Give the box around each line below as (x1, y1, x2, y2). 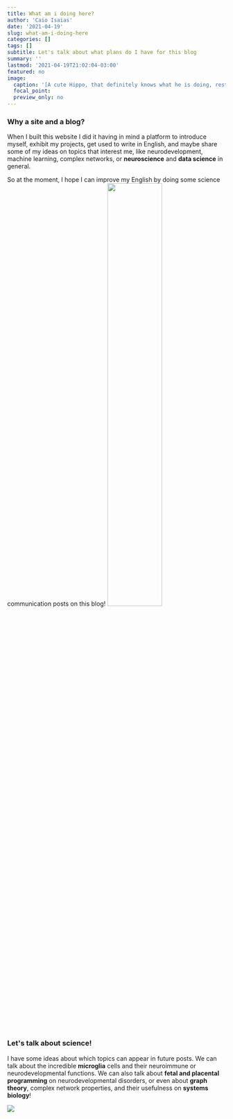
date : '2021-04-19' (7, 23, 64, 30)
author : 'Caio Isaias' (7, 17, 73, 24)
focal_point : (13, 87, 51, 94)
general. (7, 162, 31, 171)
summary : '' (7, 55, 42, 62)
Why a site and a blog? (7, 117, 85, 126)
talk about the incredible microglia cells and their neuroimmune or (7, 1061, 196, 1070)
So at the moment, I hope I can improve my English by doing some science (7, 176, 221, 184)
